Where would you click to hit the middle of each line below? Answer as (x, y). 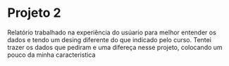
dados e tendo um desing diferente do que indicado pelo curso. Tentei (109, 39)
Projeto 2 (34, 13)
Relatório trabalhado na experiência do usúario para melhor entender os (112, 32)
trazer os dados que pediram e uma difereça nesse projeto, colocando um (115, 47)
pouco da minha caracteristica (51, 55)
